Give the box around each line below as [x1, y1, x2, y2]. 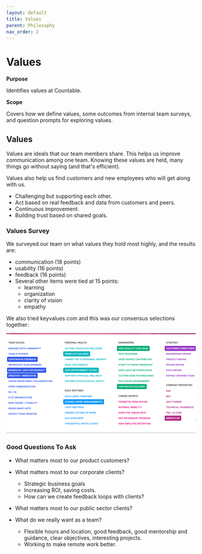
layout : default [6, 10, 47, 16]
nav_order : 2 [6, 29, 39, 35]
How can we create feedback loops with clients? [23, 493, 144, 500]
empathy [23, 303, 46, 310]
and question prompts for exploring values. [6, 117, 113, 124]
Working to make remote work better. [23, 540, 117, 547]
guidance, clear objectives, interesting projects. [23, 534, 142, 541]
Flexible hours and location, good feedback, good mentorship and [23, 528, 188, 535]
